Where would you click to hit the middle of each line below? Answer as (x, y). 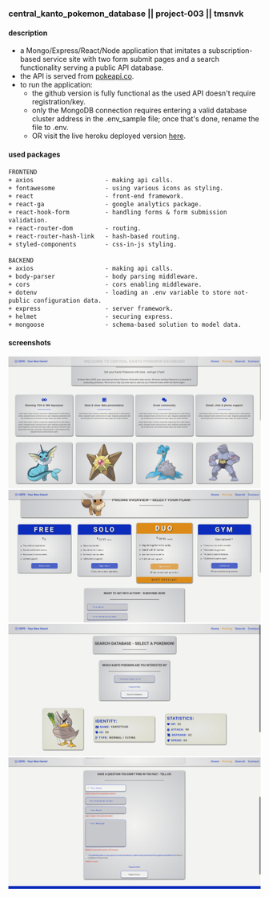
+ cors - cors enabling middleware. (105, 285)
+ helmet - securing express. (91, 317)
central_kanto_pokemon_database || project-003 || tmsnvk (126, 14)
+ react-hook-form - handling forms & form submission (118, 213)
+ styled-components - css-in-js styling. (93, 245)
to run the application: (56, 85)
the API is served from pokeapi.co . (77, 76)
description (28, 33)
